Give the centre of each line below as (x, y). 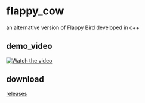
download (25, 79)
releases (17, 93)
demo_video (29, 46)
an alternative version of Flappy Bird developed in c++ (73, 27)
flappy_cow (35, 11)
